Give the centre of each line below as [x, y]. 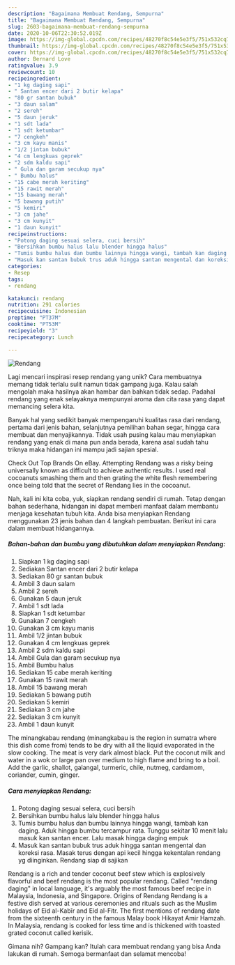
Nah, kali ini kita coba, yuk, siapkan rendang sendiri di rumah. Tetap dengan [117, 498]
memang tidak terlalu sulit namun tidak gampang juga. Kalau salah [103, 384]
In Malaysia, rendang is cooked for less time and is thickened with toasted [114, 926]
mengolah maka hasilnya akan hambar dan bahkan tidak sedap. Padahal [112, 392]
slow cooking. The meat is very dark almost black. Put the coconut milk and [116, 752]
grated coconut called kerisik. [51, 933]
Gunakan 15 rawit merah [53, 680]
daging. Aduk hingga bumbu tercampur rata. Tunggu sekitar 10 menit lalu [123, 831]
